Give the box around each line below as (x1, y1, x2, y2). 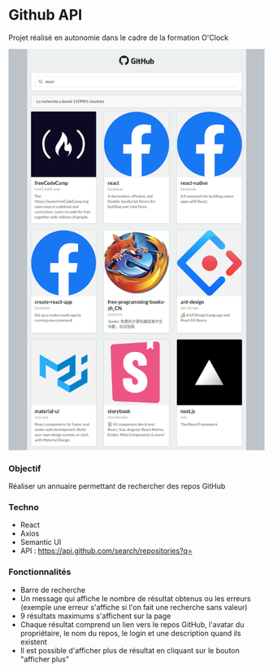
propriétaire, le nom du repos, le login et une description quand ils (19, 628, 241, 638)
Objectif (8, 463, 41, 474)
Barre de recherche (19, 585, 86, 595)
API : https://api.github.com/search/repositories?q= (19, 546, 193, 556)
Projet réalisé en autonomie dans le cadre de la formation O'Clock (8, 33, 229, 42)
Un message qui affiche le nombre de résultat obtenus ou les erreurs (19, 593, 251, 604)
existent (19, 637, 47, 647)
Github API (8, 6, 83, 24)
